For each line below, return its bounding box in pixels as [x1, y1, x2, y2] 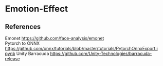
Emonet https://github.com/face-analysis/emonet [5, 35, 104, 41]
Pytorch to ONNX [5, 40, 40, 46]
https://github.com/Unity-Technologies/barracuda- [50, 51, 152, 56]
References [5, 23, 41, 31]
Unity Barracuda [16, 51, 50, 56]
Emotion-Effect [5, 3, 68, 14]
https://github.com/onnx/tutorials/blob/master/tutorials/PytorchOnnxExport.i [5, 46, 158, 51]
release [5, 56, 20, 61]
